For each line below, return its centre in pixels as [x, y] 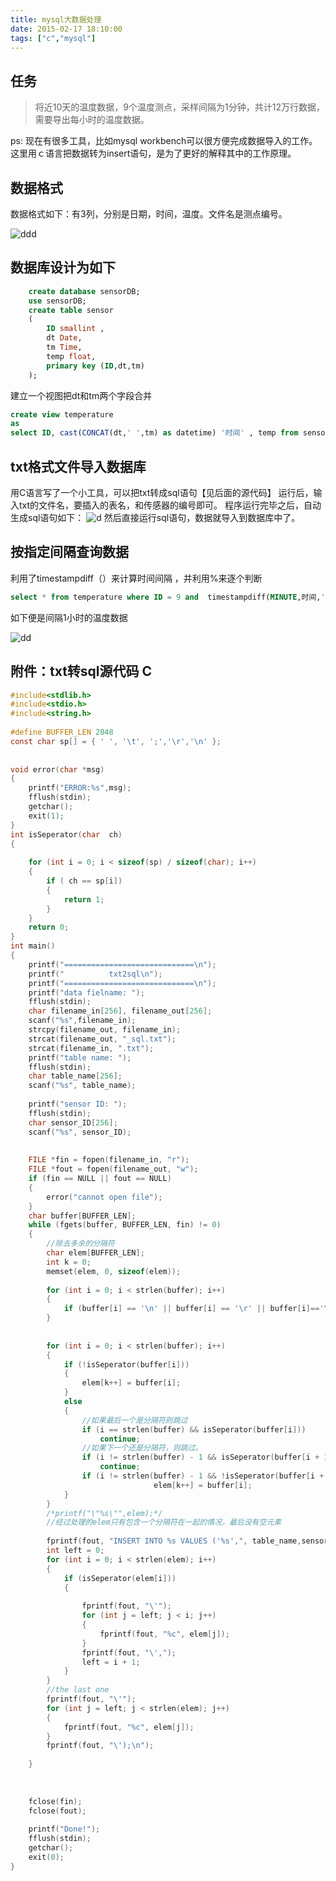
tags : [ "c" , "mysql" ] [53, 38]
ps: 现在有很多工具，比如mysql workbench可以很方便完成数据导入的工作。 [164, 141]
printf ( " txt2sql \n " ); [95, 974]
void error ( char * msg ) [57, 769]
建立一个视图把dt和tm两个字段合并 [81, 395]
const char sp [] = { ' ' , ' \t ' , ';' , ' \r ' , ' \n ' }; [116, 741]
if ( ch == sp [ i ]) [84, 881]
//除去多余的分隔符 [80, 1244]
